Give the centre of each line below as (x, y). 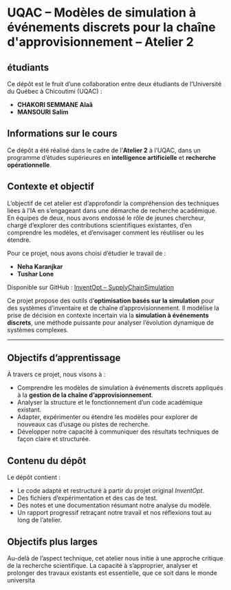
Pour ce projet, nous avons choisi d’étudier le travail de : (87, 253)
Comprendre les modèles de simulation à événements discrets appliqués (120, 388)
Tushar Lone (35, 274)
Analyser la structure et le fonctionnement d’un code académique (110, 403)
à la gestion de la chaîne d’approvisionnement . (85, 395)
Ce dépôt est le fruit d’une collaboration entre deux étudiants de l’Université (114, 84)
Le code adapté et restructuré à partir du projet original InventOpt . (111, 491)
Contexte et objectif (51, 186)
